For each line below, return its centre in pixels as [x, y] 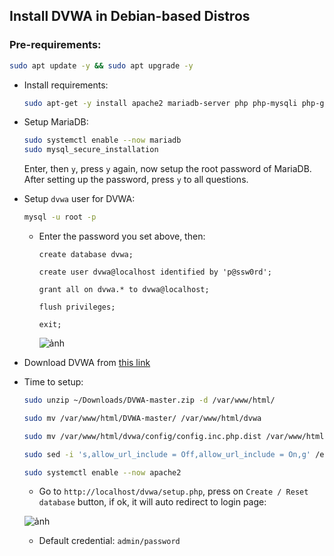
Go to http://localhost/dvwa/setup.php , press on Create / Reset [173, 491]
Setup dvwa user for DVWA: [79, 199]
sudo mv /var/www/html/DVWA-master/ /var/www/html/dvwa [142, 418]
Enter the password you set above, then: [122, 236]
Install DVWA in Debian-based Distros [130, 16]
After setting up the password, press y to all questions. [136, 180]
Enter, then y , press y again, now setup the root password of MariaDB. [167, 169]
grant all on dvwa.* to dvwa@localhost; [124, 290]
